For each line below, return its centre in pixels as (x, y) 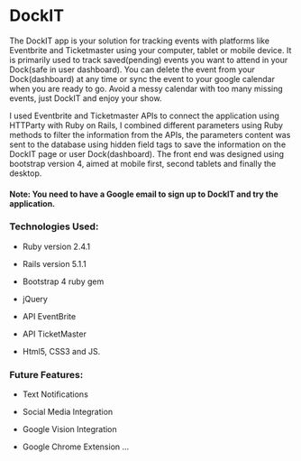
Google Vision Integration (69, 429)
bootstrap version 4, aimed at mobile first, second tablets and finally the (143, 163)
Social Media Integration (68, 412)
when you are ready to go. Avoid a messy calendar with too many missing (146, 88)
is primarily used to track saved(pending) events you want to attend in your (149, 60)
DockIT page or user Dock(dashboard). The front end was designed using (147, 153)
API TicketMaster (55, 334)
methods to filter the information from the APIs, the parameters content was (150, 134)
